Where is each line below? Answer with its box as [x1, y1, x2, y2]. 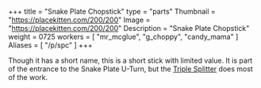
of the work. [8, 73, 48, 82]
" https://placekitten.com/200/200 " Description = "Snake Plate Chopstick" [8, 24, 250, 33]
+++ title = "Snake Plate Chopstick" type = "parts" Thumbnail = [8, 7, 216, 16]
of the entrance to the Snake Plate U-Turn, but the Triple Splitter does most [8, 64, 254, 74]
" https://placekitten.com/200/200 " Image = [8, 15, 151, 25]
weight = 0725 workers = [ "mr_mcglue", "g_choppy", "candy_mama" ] [8, 32, 239, 41]
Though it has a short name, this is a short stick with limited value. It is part [8, 55, 253, 65]
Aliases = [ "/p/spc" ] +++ [8, 40, 93, 50]
